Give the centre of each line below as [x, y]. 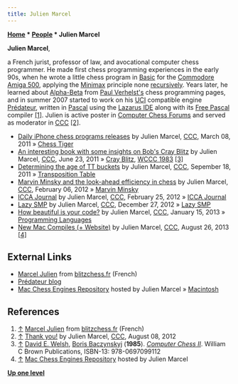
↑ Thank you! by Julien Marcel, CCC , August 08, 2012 [97, 336]
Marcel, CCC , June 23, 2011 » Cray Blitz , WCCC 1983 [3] [100, 159]
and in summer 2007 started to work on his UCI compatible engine [105, 100]
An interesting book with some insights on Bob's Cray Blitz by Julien [117, 151]
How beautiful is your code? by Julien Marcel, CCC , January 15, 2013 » [121, 212]
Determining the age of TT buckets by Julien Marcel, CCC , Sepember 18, [124, 166]
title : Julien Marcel [39, 14]
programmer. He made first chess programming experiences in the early [113, 69]
